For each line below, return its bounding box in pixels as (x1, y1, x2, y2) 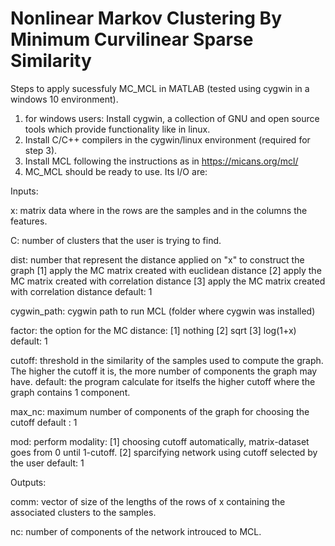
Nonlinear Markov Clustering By (10, 7, 282, 30)
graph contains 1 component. (10, 386, 131, 398)
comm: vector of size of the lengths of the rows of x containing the (10, 495, 286, 507)
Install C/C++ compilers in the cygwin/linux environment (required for (24, 133, 311, 146)
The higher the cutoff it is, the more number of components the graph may (10, 365, 318, 377)
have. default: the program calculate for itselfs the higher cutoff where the (10, 375, 316, 387)
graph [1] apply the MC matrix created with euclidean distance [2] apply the (10, 264, 322, 276)
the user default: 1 (10, 457, 85, 469)
